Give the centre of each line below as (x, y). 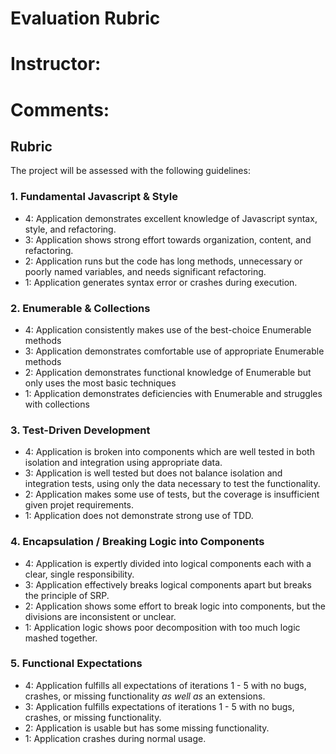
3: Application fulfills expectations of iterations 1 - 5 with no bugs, (159, 706)
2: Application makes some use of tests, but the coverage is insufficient (172, 494)
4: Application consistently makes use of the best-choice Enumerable (168, 329)
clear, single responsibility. (79, 574)
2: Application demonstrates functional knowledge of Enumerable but (168, 372)
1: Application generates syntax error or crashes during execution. (161, 282)
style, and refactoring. (70, 229)
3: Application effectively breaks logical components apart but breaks (168, 584)
